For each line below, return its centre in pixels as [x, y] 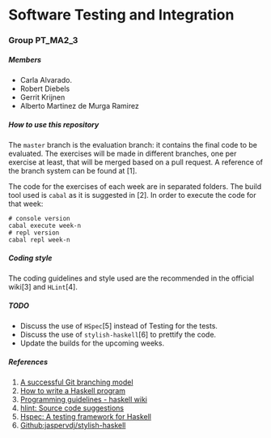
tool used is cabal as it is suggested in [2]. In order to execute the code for [132, 195]
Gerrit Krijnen [42, 97]
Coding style [30, 258]
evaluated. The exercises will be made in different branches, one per [123, 154]
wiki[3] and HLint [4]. [43, 287]
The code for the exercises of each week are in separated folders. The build [135, 187]
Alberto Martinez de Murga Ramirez [79, 106]
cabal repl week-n [39, 240]
